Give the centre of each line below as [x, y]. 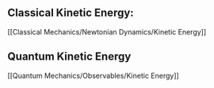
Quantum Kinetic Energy [69, 57]
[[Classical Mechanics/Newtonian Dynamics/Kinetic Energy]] [107, 31]
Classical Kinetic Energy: [71, 13]
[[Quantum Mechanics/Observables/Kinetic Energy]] [93, 75]
